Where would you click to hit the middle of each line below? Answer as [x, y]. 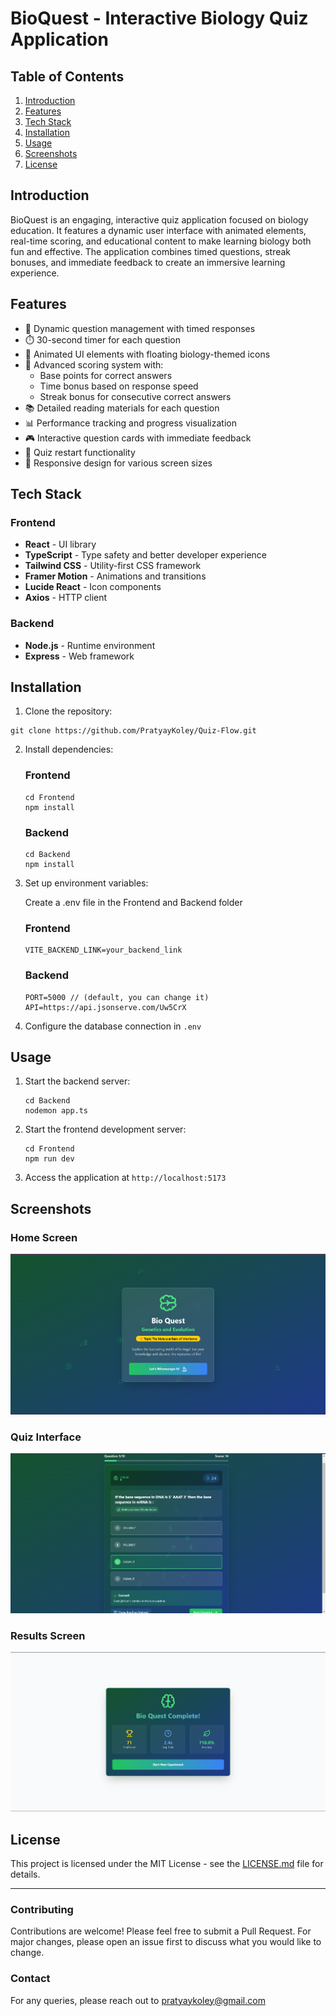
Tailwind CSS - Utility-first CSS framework [113, 566]
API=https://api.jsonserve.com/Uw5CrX [105, 1007]
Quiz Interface [46, 1437]
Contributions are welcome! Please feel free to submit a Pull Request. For [161, 1931]
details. [25, 1874]
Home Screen [44, 1237]
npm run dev [49, 1159]
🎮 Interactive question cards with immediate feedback [138, 438]
